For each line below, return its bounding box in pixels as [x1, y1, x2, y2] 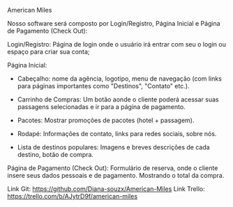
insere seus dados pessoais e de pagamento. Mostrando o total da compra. [7, 172, 225, 179]
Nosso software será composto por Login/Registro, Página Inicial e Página [7, 19, 221, 27]
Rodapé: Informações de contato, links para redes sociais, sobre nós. [17, 130, 217, 138]
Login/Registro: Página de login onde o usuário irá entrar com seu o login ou [7, 40, 227, 48]
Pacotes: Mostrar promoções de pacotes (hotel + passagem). [17, 116, 195, 124]
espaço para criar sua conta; [7, 48, 90, 56]
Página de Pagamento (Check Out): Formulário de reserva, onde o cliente [7, 164, 218, 172]
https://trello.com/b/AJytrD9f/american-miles [7, 192, 138, 200]
